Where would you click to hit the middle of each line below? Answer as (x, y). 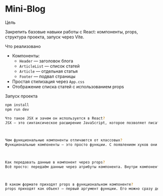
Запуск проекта (21, 96)
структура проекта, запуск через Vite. (45, 37)
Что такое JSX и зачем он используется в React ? (55, 118)
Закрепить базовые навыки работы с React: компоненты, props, (72, 32)
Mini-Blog (25, 9)
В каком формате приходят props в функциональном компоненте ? (69, 184)
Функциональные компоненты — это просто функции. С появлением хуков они (81, 145)
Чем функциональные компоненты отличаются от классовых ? (64, 140)
